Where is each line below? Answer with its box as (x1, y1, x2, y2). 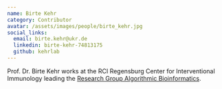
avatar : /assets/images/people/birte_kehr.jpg (7, 23, 143, 29)
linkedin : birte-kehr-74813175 (13, 42, 103, 49)
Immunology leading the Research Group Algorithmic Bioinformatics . (7, 74, 201, 82)
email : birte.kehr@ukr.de (13, 36, 88, 42)
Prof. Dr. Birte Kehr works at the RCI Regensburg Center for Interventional (7, 66, 215, 75)
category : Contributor (7, 16, 72, 23)
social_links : (7, 29, 48, 36)
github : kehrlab (13, 49, 60, 55)
